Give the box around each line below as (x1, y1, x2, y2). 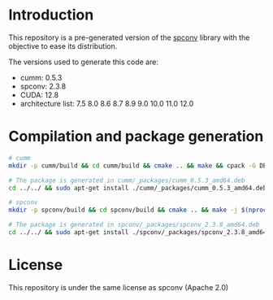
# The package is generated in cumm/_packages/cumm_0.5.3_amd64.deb (8, 176, 245, 185)
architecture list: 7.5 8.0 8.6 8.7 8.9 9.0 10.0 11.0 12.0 (19, 98, 194, 108)
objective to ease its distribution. (8, 41, 118, 50)
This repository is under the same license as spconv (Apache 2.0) (8, 282, 229, 292)
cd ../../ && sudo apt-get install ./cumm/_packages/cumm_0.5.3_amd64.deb (8, 184, 267, 192)
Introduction (8, 6, 94, 24)
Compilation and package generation (8, 128, 264, 146)
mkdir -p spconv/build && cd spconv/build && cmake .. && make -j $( (8, 206, 249, 215)
